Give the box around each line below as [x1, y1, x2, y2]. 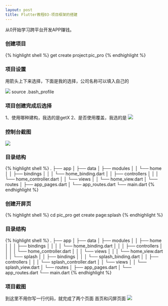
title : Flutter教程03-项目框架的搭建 [5, 12, 78, 17]
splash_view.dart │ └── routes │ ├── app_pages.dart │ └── [5, 264, 132, 270]
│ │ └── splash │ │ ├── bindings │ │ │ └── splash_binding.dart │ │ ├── [5, 253, 159, 260]
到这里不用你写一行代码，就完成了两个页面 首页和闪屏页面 [5, 295, 126, 301]
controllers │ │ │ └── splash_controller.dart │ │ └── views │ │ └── [5, 259, 147, 265]
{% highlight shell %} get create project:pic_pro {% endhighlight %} [5, 52, 146, 58]
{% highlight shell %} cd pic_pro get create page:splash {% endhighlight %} [5, 212, 163, 218]
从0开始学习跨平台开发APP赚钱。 [5, 26, 75, 33]
